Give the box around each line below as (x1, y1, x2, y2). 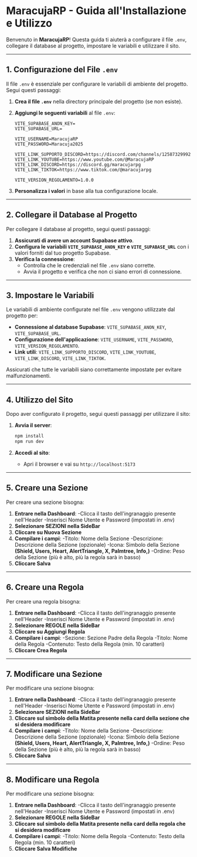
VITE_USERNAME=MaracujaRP (14, 136, 78, 142)
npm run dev (14, 439, 44, 445)
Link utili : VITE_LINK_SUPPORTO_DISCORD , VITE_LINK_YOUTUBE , (14, 348, 157, 355)
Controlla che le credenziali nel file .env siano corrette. (23, 262, 155, 269)
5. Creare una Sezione (6, 483, 89, 493)
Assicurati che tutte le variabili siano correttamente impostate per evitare (6, 366, 182, 373)
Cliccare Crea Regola (14, 646, 67, 653)
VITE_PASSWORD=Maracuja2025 (14, 141, 83, 147)
